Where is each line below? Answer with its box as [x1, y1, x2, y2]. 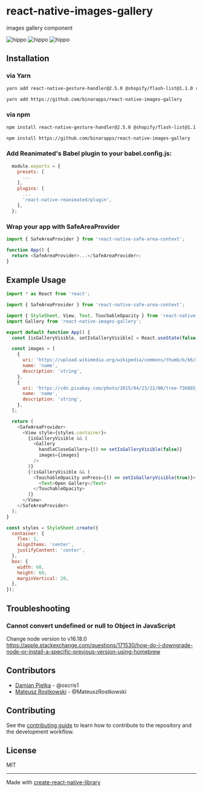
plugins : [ [17, 185, 45, 192]
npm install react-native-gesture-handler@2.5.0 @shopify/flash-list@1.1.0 [6, 124, 201, 130]
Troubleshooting [6, 603, 71, 614]
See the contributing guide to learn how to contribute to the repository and [6, 721, 192, 729]
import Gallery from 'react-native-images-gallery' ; [6, 318, 142, 324]
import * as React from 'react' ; [6, 291, 91, 297]
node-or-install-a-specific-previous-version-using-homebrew [6, 648, 161, 655]
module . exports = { [11, 163, 61, 169]
